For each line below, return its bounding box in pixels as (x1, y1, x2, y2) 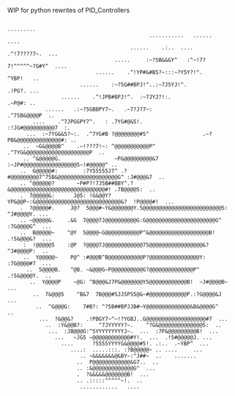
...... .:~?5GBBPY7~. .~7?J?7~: (44, 106, 153, 113)
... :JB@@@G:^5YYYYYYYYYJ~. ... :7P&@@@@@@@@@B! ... (48, 328, 219, 335)
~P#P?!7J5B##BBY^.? (76, 180, 134, 187)
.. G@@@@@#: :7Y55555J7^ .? (20, 168, 128, 175)
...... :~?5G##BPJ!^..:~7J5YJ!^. (80, 81, 188, 88)
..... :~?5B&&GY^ (114, 56, 178, 63)
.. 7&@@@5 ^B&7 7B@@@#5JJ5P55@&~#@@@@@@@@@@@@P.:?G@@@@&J (32, 291, 222, 298)
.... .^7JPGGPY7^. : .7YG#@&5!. (32, 118, 143, 125)
